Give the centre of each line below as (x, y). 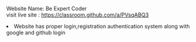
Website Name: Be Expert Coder (47, 9)
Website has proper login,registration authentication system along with (102, 26)
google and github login (36, 33)
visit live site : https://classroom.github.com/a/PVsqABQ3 (78, 15)
